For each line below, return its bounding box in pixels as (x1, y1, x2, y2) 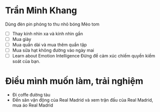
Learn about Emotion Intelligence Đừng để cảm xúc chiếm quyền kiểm (12, 53, 156, 59)
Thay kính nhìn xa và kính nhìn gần (12, 30, 83, 36)
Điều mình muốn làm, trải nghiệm (5, 76, 144, 87)
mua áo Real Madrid (12, 102, 53, 108)
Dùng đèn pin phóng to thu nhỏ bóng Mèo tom (5, 21, 100, 27)
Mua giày (12, 36, 32, 42)
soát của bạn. (12, 58, 40, 64)
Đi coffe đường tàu (12, 92, 51, 98)
